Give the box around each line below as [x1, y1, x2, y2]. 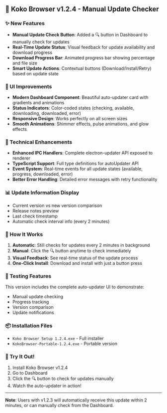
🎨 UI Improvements [5, 83, 52, 90]
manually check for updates [12, 38, 70, 45]
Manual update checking [12, 294, 64, 300]
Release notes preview [12, 207, 59, 213]
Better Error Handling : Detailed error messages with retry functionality [12, 177, 158, 183]
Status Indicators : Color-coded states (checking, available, [12, 105, 134, 111]
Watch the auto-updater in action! [12, 383, 82, 389]
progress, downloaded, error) [12, 171, 73, 177]
